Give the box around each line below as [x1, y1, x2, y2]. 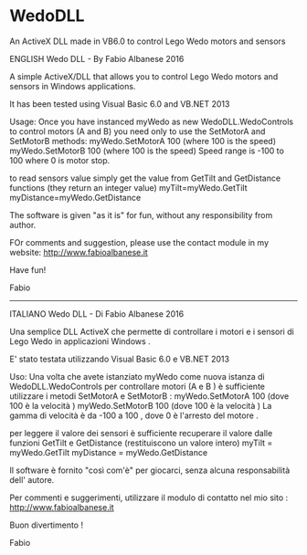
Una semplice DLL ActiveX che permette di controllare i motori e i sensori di [9, 326, 294, 337]
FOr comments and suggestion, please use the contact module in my [9, 236, 270, 247]
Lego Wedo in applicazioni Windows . [9, 335, 151, 347]
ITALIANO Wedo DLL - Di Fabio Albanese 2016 [9, 308, 185, 319]
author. [9, 219, 37, 230]
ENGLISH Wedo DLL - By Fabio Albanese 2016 [9, 53, 185, 64]
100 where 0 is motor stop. [9, 154, 111, 165]
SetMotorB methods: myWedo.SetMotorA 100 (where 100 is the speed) [9, 135, 277, 146]
